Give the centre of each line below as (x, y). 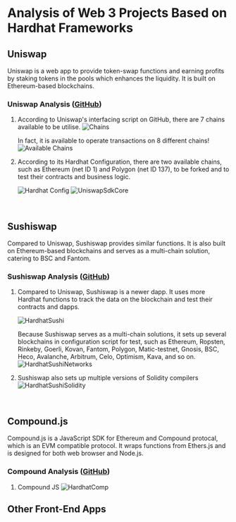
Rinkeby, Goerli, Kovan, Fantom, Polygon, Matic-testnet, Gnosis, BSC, (118, 349)
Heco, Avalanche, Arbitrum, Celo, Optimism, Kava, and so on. (106, 357)
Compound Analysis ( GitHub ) (59, 472)
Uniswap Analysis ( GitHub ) (55, 104)
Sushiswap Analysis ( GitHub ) (59, 277)
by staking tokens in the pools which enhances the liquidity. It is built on (112, 78)
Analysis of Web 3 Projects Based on (117, 13)
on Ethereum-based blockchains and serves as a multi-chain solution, (108, 251)
